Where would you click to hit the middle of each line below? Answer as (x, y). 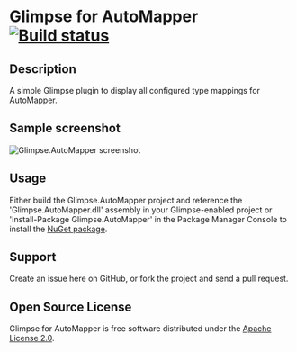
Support (33, 257)
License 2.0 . (32, 338)
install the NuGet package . (58, 229)
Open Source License (71, 307)
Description (43, 69)
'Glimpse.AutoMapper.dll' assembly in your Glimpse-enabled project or (141, 210)
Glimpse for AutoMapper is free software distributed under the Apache (140, 329)
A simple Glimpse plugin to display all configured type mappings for (135, 90)
